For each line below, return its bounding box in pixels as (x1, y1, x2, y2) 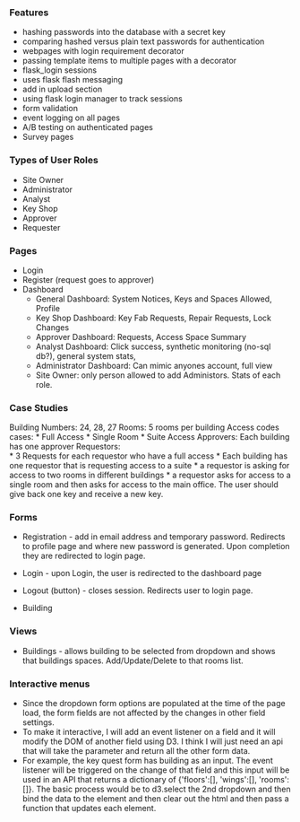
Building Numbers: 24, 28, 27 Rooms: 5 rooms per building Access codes (9, 422, 279, 433)
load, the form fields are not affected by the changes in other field (21, 707, 266, 719)
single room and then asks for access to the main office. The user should (9, 479, 279, 490)
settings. (21, 717, 56, 728)
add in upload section (21, 83, 103, 95)
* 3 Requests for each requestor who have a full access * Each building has (9, 450, 288, 461)
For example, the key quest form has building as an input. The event (21, 756, 273, 766)
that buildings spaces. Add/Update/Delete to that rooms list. (21, 655, 244, 666)
